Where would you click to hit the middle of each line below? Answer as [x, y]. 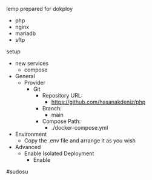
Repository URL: [62, 95]
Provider [35, 82]
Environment [31, 134]
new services [32, 63]
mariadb [25, 33]
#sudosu [17, 172]
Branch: [52, 108]
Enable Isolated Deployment [59, 153]
